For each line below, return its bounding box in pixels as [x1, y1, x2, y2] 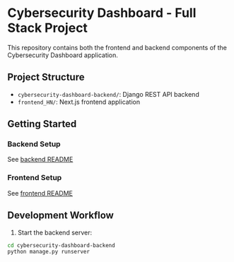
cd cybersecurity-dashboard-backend [7, 242, 115, 249]
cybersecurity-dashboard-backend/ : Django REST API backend [17, 90, 199, 98]
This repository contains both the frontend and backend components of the [7, 43, 228, 52]
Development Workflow [7, 210, 115, 222]
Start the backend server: [17, 228, 93, 237]
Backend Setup [7, 139, 62, 149]
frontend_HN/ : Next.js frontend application [17, 97, 141, 106]
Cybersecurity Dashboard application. [7, 51, 119, 59]
